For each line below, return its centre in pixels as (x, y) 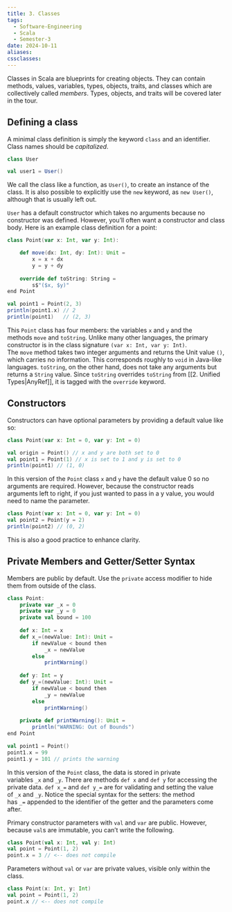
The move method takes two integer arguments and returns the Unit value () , (116, 352)
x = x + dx (48, 260)
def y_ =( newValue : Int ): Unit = (66, 682)
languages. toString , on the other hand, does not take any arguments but (112, 367)
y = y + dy (48, 265)
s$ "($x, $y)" (51, 285)
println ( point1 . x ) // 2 (42, 310)
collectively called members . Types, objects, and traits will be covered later (114, 93)
